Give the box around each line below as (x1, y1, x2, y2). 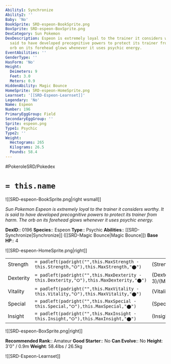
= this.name (5, 181, 56, 191)
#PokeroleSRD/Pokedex (5, 163, 55, 170)
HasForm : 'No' (5, 60, 36, 65)
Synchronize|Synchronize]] (5, 232, 63, 238)
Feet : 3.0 (10, 74, 31, 79)
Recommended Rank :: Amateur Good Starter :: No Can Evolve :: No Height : (5, 338, 163, 344)
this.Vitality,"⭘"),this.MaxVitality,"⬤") (35, 291, 142, 297)
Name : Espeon (5, 102, 33, 107)
